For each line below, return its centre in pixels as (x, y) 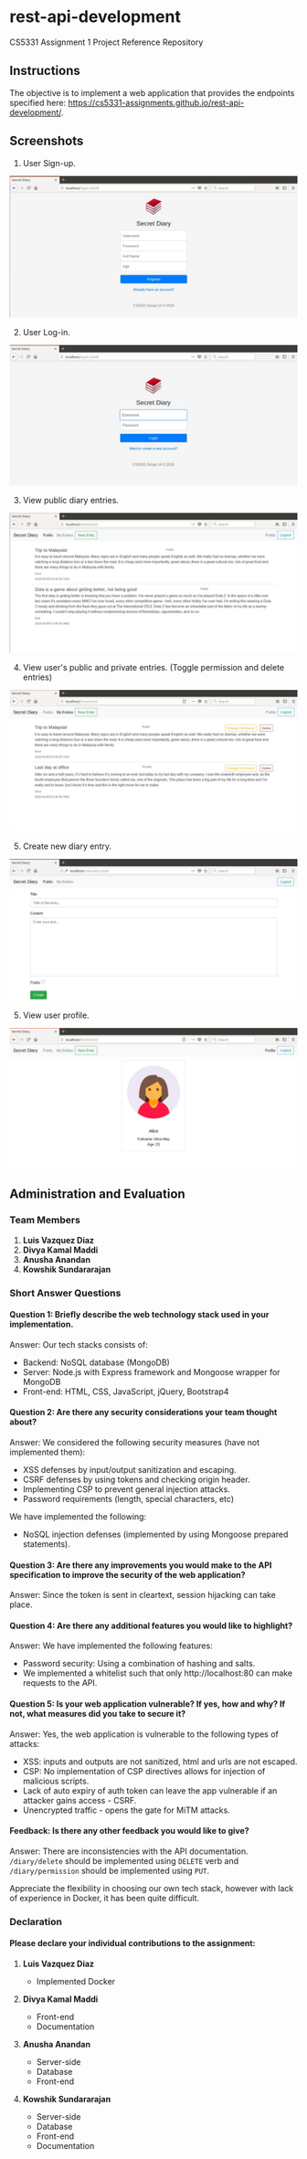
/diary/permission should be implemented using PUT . (110, 1870)
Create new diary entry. (67, 846)
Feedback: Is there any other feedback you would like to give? (129, 1831)
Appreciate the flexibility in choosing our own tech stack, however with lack (152, 1888)
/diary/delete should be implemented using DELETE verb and (124, 1860)
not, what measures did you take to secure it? (98, 1714)
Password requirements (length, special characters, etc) (128, 1499)
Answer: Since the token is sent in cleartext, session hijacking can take (143, 1595)
